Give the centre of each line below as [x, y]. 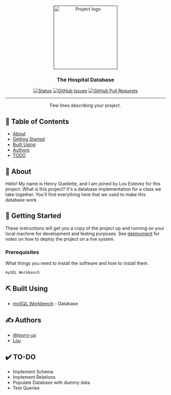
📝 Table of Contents [37, 121]
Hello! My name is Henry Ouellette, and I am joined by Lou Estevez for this [83, 183]
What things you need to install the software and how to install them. [77, 263]
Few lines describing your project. [85, 105]
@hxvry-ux [24, 335]
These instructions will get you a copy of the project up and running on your [85, 228]
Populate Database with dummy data [51, 383]
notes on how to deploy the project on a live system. [60, 239]
